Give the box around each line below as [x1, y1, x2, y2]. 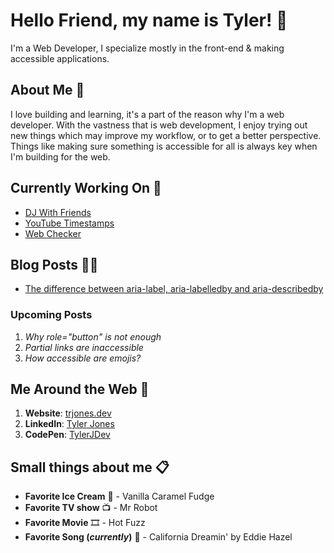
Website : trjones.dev [24, 407, 112, 419]
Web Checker [24, 227, 82, 239]
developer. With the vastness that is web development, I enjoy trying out [10, 119, 308, 131]
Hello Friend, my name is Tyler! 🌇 [10, 9, 288, 32]
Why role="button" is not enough [24, 330, 162, 343]
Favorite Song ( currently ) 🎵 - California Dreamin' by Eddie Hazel [24, 531, 293, 543]
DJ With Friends [24, 206, 92, 218]
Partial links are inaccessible [24, 341, 144, 353]
